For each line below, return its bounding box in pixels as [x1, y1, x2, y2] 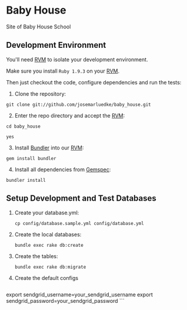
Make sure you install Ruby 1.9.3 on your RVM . [6, 67, 120, 74]
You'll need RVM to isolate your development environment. [6, 56, 148, 63]
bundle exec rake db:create [14, 242, 84, 248]
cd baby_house [6, 123, 41, 129]
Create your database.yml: [14, 209, 79, 216]
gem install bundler [6, 155, 57, 161]
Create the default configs [14, 274, 78, 281]
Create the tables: [14, 252, 58, 260]
